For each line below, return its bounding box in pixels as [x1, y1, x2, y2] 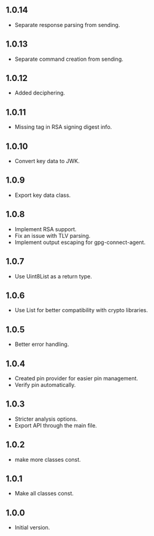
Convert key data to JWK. [14, 158, 80, 165]
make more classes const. [14, 456, 81, 463]
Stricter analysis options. [14, 415, 78, 423]
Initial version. [14, 524, 50, 531]
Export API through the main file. [14, 421, 98, 429]
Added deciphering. [14, 89, 66, 97]
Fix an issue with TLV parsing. [14, 232, 91, 239]
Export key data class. [14, 191, 71, 199]
